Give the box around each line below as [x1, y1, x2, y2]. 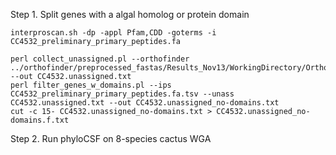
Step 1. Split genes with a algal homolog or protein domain [10, 9, 250, 20]
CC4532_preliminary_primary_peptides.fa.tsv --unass [10, 89, 235, 99]
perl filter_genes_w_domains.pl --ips [10, 80, 172, 90]
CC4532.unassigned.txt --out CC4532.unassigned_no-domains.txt [10, 98, 280, 108]
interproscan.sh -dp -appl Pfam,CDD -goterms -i [10, 28, 217, 38]
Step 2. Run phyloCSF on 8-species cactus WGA [10, 133, 212, 144]
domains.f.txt [10, 115, 70, 125]
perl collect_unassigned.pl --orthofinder [10, 54, 190, 64]
